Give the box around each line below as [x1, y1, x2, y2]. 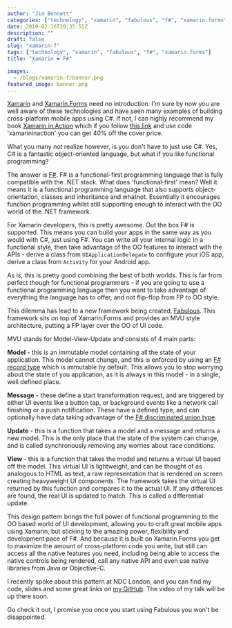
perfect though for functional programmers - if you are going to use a [7, 279, 205, 287]
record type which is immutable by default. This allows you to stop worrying [7, 363, 223, 372]
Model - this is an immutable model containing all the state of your [7, 348, 196, 357]
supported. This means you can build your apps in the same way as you [7, 228, 212, 236]
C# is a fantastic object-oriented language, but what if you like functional [7, 150, 215, 158]
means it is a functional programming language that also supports [7, 185, 195, 194]
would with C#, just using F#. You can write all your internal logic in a [7, 236, 204, 244]
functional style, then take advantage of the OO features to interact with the [7, 243, 222, 252]
